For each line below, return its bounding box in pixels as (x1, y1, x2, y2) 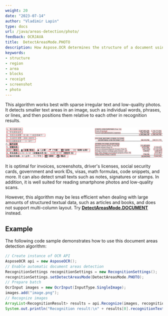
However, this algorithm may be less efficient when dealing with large (5, 194, 148, 200)
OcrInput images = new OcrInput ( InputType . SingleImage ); (5, 285, 126, 290)
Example (5, 224, 33, 233)
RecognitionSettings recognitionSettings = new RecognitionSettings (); (5, 269, 157, 274)
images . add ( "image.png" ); (5, 290, 59, 295)
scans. (5, 184, 19, 190)
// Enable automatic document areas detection (5, 264, 104, 269)
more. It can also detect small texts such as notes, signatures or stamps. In (5, 174, 159, 180)
